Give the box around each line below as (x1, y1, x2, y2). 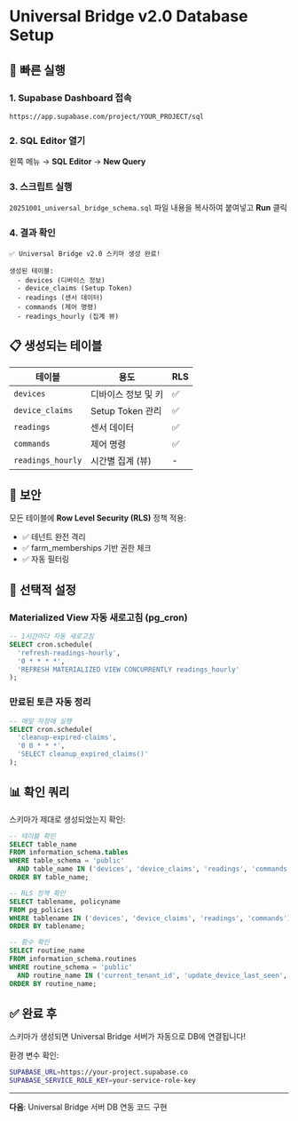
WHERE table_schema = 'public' (9, 856, 125, 865)
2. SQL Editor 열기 (9, 134, 86, 147)
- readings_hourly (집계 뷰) (17, 312, 120, 321)
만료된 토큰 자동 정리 (9, 696, 91, 708)
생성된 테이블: (9, 266, 54, 275)
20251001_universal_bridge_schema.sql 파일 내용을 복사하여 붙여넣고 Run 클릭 (9, 203, 288, 213)
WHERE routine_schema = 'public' (9, 962, 133, 972)
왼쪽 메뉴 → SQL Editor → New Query (9, 156, 146, 167)
